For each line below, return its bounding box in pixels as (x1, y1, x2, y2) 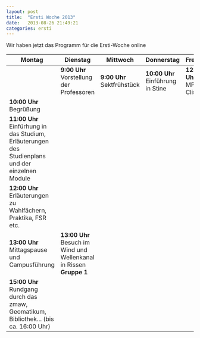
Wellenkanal (60, 253, 95, 262)
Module (9, 174, 31, 183)
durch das (9, 293, 37, 301)
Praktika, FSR (9, 214, 46, 222)
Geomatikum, (9, 308, 46, 316)
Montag (20, 56, 43, 64)
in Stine (145, 84, 167, 93)
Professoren (60, 88, 95, 96)
